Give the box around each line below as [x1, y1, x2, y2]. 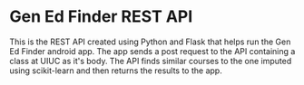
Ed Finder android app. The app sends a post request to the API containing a [9, 45, 296, 56]
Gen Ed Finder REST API [9, 6, 193, 27]
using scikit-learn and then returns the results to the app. [9, 65, 222, 76]
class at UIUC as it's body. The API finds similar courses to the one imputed [9, 55, 292, 66]
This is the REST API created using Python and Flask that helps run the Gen [9, 36, 291, 47]
